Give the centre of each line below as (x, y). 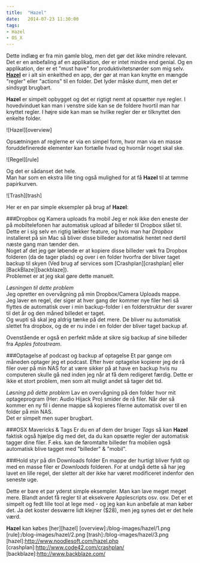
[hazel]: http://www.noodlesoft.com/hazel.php (62, 541)
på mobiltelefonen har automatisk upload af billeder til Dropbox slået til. (94, 225)
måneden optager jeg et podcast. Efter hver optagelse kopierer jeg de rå (96, 362)
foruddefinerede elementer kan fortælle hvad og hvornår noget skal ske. (95, 148)
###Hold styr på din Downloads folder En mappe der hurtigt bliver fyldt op (98, 460)
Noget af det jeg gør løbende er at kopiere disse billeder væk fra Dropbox (97, 251)
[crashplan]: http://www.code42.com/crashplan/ (65, 547)
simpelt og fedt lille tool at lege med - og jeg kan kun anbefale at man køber (99, 504)
